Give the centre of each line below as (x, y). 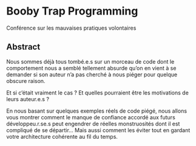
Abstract (23, 47)
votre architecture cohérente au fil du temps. (62, 136)
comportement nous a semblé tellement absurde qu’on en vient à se (91, 68)
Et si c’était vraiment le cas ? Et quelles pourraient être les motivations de (98, 93)
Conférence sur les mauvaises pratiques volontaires (71, 28)
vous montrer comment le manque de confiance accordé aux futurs (91, 117)
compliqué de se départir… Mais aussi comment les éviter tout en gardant (98, 130)
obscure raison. (26, 81)
